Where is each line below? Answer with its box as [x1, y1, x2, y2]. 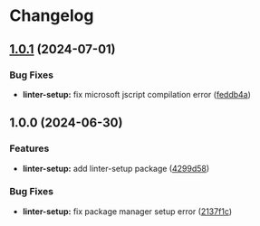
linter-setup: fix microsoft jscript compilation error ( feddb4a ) [22, 89, 252, 99]
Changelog [9, 5, 94, 26]
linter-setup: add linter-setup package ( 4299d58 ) [22, 163, 210, 174]
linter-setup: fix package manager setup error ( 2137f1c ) [22, 205, 233, 217]
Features [9, 142, 50, 155]
